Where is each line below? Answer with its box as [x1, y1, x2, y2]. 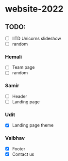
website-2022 [5, 3, 64, 15]
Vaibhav [5, 135, 25, 142]
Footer [12, 145, 26, 151]
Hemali [5, 53, 22, 60]
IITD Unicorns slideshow [12, 35, 62, 41]
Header [12, 93, 28, 99]
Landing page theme [12, 122, 54, 128]
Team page [12, 64, 35, 70]
